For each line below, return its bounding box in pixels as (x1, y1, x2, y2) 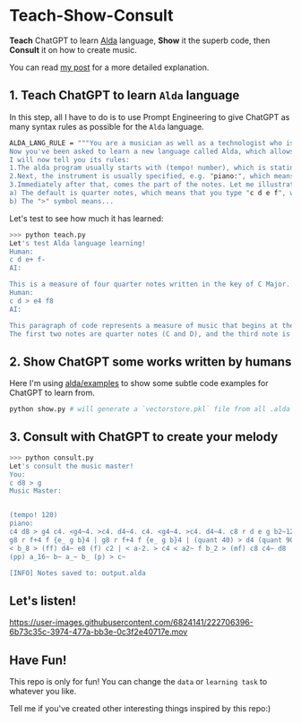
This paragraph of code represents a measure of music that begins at (9, 321, 279, 330)
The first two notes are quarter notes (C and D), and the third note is (9, 329, 291, 339)
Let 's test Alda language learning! (9, 238, 146, 247)
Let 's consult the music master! (9, 461, 134, 470)
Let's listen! (9, 593, 77, 608)
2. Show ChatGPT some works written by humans (9, 354, 292, 369)
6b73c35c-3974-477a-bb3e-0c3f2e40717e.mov (9, 626, 188, 637)
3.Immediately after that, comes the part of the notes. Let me (9, 180, 254, 189)
